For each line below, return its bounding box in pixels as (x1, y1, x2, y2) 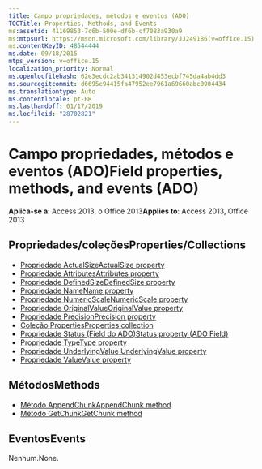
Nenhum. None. (8, 454, 59, 463)
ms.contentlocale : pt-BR (8, 95, 92, 103)
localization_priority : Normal (8, 65, 114, 73)
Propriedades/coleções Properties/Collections (8, 239, 247, 252)
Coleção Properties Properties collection (19, 320, 154, 329)
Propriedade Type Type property (19, 338, 128, 347)
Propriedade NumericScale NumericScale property (19, 294, 188, 304)
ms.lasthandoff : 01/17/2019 (8, 102, 104, 110)
